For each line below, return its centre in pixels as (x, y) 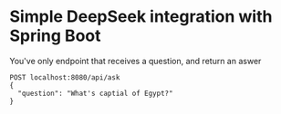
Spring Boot (55, 36)
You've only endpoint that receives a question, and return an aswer (135, 61)
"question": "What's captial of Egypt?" (95, 93)
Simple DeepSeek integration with (141, 17)
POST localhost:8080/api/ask (65, 77)
